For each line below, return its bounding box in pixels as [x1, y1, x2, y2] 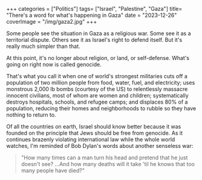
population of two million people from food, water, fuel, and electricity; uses [6, 79, 195, 86]
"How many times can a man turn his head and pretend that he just [21, 154, 188, 161]
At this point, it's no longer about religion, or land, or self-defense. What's [6, 55, 189, 61]
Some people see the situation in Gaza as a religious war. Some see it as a [6, 30, 192, 37]
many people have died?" [21, 167, 85, 174]
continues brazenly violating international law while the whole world [6, 136, 175, 143]
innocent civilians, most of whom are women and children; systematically [6, 92, 189, 99]
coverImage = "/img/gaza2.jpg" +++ [6, 18, 97, 25]
